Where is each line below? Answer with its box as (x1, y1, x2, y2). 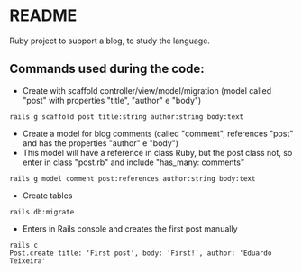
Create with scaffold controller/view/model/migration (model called (22, 85, 272, 96)
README (9, 5, 78, 26)
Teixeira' (9, 256, 47, 266)
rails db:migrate (9, 207, 75, 216)
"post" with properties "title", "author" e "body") (22, 95, 202, 105)
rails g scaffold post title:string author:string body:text (9, 112, 244, 122)
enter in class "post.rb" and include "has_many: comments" (22, 157, 245, 168)
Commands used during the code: (9, 61, 205, 77)
